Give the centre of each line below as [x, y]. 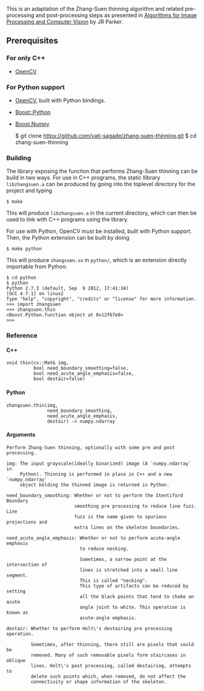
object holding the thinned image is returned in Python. [95, 485]
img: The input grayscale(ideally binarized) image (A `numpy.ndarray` [99, 464]
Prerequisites [32, 41]
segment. [17, 575]
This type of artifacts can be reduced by [134, 586]
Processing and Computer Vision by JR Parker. [65, 22]
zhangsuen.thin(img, [32, 405]
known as [17, 613]
